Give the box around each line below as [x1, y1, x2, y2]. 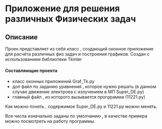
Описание [5, 33, 38, 41]
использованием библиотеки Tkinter [5, 56, 82, 62]
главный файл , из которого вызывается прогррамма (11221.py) [12, 94, 145, 100]
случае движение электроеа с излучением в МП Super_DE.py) [12, 89, 144, 95]
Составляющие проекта [5, 67, 58, 74]
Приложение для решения [5, 3, 120, 14]
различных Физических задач [5, 13, 136, 25]
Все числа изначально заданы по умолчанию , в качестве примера [5, 113, 148, 119]
